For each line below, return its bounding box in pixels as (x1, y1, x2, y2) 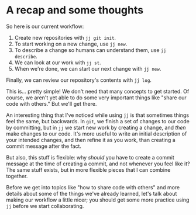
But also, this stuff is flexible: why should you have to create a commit (6, 154, 174, 161)
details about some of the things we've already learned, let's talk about (6, 190, 177, 197)
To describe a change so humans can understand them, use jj (14, 46, 167, 53)
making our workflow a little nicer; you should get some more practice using (6, 196, 190, 203)
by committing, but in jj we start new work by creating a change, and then (6, 124, 186, 131)
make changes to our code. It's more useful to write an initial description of (6, 130, 187, 137)
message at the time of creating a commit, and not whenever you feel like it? (6, 160, 190, 167)
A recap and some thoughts (6, 4, 144, 17)
